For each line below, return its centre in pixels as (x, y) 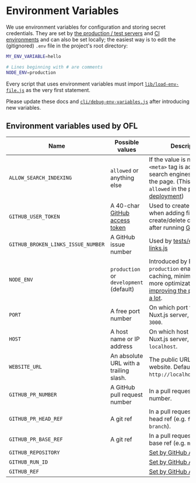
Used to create (169, 206)
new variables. (24, 107)
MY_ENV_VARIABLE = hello (34, 56)
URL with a (125, 363)
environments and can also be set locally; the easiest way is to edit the (91, 39)
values (127, 149)
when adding (167, 213)
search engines (170, 174)
